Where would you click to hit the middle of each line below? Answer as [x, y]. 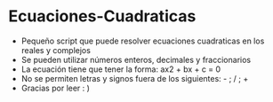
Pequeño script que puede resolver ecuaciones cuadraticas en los [143, 41]
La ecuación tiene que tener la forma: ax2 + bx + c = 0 [121, 69]
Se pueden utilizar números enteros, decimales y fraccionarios [136, 59]
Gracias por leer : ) [56, 88]
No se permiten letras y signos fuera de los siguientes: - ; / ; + [135, 78]
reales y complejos [56, 50]
